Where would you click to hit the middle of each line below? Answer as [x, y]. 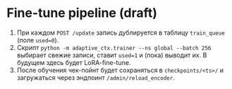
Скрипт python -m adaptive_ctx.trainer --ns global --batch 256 [114, 47]
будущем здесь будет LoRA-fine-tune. [74, 62]
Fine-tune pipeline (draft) [82, 13]
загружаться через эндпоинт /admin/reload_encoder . [96, 77]
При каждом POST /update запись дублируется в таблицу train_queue [121, 32]
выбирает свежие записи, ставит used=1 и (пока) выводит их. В [112, 55]
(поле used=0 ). [38, 40]
